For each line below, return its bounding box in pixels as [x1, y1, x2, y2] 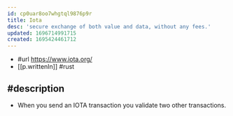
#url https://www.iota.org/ [17, 55, 93, 63]
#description [7, 83, 65, 94]
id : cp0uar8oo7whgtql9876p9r [7, 10, 92, 17]
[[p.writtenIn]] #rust [17, 63, 75, 71]
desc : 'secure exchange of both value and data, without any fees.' [7, 23, 211, 30]
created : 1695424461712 [7, 36, 77, 43]
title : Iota [7, 17, 42, 24]
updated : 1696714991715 [7, 29, 77, 37]
